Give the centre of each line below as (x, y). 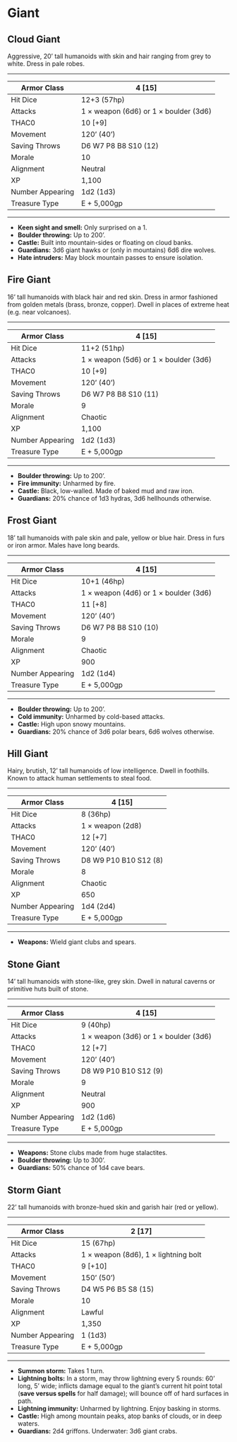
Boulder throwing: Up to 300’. (61, 1160)
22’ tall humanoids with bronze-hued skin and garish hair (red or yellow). (113, 1207)
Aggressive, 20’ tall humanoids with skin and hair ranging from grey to (109, 56)
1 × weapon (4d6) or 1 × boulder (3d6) (146, 593)
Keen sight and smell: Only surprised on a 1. (82, 227)
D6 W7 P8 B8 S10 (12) (120, 146)
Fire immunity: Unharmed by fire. (67, 483)
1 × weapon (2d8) (111, 826)
